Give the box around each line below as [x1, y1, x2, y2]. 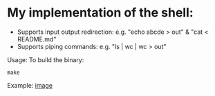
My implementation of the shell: [7, 5, 194, 21]
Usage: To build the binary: [7, 55, 84, 64]
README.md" [17, 35, 57, 43]
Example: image [7, 81, 53, 89]
